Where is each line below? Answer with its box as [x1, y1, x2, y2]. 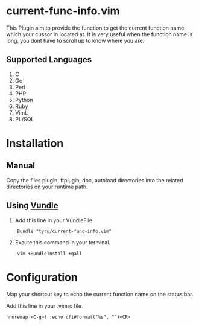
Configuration [6, 270, 78, 284]
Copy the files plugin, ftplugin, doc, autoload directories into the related [6, 176, 183, 184]
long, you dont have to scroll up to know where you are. [6, 37, 145, 44]
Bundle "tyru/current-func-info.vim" [17, 228, 112, 234]
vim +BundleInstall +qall [17, 251, 83, 257]
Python [14, 96, 33, 103]
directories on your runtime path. [6, 183, 88, 190]
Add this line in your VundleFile [14, 216, 92, 224]
